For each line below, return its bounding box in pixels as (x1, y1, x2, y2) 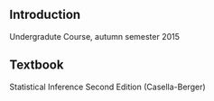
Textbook (9, 58, 64, 73)
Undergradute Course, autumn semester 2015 (9, 31, 181, 41)
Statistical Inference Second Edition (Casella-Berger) (9, 81, 206, 92)
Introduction (9, 7, 81, 23)
